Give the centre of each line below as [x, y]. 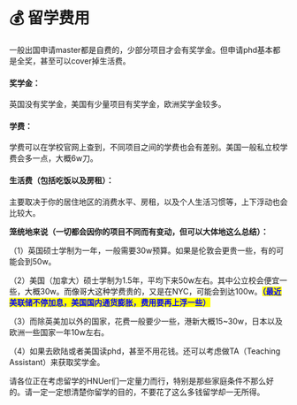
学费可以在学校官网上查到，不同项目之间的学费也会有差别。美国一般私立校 [145, 148]
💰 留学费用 [49, 18]
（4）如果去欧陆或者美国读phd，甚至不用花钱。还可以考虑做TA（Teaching [145, 351]
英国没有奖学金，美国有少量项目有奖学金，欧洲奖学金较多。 [118, 104]
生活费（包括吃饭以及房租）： [61, 180]
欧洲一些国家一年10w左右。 [59, 332]
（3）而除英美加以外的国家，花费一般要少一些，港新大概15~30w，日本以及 [146, 321]
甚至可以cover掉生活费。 [85, 61]
